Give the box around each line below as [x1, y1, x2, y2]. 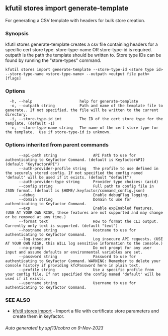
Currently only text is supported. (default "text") [5, 223, 118, 228]
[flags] [5, 76, 22, 81]
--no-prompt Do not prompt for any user [18, 245, 152, 250]
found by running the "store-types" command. [5, 57, 102, 63]
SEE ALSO [5, 296, 31, 303]
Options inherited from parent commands [5, 141, 109, 148]
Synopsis [5, 30, 29, 37]
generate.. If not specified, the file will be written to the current [5, 108, 158, 113]
